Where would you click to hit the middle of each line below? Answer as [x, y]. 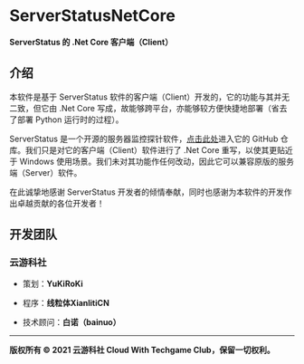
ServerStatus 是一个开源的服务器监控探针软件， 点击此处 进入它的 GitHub [144, 139]
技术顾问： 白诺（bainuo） [71, 322]
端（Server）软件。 [46, 172]
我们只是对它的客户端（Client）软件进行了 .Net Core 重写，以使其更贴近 [159, 149]
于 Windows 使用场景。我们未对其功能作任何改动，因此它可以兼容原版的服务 [152, 161]
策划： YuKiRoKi [52, 284]
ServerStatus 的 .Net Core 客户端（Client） [91, 42]
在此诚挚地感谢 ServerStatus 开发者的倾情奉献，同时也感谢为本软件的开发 [147, 192]
